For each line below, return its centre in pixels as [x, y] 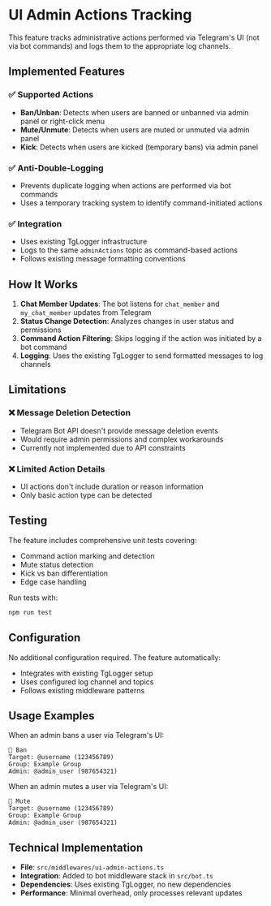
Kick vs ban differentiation [64, 573]
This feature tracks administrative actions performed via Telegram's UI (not [134, 37]
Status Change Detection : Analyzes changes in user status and [127, 321]
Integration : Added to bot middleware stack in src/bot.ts [116, 876]
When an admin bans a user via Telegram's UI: [86, 736]
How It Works [43, 285]
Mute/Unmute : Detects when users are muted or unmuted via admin [135, 129]
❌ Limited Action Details [57, 468]
